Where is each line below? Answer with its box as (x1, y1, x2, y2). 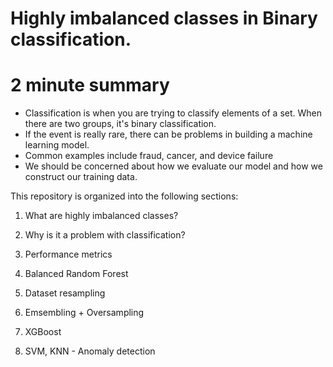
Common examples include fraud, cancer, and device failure (24, 150, 274, 162)
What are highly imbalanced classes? (24, 210, 179, 222)
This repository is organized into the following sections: (10, 190, 239, 202)
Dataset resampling (24, 287, 106, 299)
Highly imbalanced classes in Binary (10, 7, 318, 30)
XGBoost (24, 326, 62, 338)
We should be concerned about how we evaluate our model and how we (24, 160, 323, 172)
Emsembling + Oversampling (24, 307, 145, 319)
